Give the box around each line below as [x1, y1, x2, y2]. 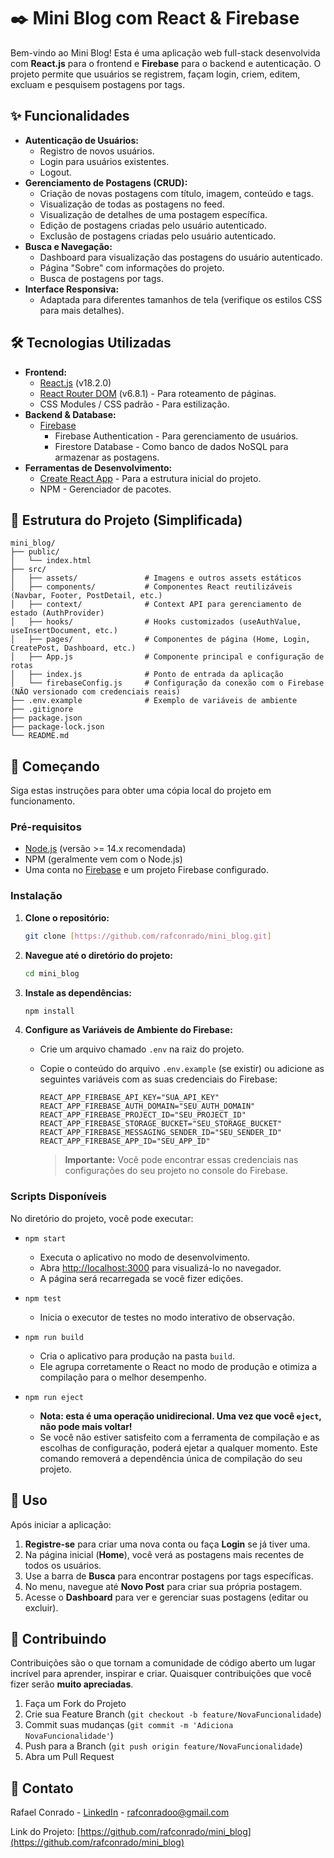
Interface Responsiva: [24, 283, 120, 295]
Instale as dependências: [24, 986, 132, 999]
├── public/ [10, 547, 60, 557]
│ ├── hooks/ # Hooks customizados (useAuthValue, [10, 617, 302, 627]
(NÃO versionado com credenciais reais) [10, 687, 182, 697]
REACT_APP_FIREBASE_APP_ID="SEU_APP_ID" [39, 1136, 211, 1147]
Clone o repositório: [24, 911, 110, 924]
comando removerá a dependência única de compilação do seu [39, 1452, 303, 1464]
